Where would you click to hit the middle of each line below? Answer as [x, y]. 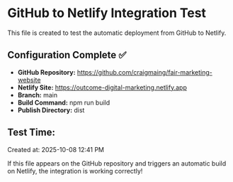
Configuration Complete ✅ [67, 55]
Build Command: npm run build [64, 102]
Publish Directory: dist [51, 110]
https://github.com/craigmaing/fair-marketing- [144, 72]
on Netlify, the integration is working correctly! [75, 171]
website [29, 80]
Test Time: [31, 133]
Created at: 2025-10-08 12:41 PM [56, 149]
